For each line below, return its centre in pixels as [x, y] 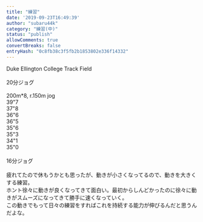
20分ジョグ [20, 82]
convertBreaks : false [34, 46]
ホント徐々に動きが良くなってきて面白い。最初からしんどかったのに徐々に [99, 190]
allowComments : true [32, 40]
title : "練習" [23, 12]
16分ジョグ [20, 161]
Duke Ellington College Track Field [49, 69]
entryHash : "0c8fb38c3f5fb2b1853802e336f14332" [68, 52]
